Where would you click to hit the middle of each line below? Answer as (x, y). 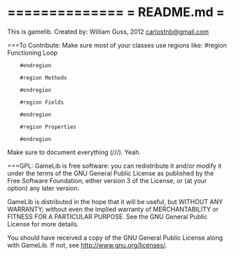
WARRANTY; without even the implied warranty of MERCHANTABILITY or (113, 209)
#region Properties (48, 127)
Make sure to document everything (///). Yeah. (74, 152)
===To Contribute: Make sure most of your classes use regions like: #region (117, 45)
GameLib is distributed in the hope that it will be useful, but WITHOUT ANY (115, 201)
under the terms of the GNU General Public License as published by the (111, 173)
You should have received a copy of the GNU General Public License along (115, 237)
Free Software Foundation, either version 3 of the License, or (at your (107, 180)
